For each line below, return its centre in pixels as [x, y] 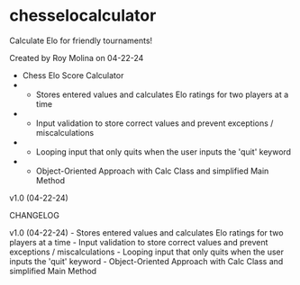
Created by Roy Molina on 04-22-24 [77, 58]
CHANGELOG [35, 215]
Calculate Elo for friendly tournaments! [81, 40]
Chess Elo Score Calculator [73, 75]
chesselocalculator [83, 16]
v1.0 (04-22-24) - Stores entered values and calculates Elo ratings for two [146, 232]
